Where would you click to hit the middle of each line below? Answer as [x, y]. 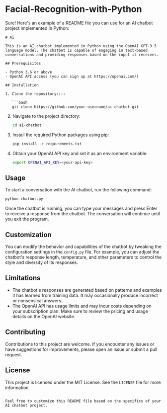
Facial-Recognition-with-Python [74, 9]
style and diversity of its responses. [42, 262]
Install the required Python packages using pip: [61, 135]
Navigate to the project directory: [46, 116]
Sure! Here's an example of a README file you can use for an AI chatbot [79, 23]
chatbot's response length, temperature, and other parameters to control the [83, 257]
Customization [29, 235]
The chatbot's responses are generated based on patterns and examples [87, 290]
